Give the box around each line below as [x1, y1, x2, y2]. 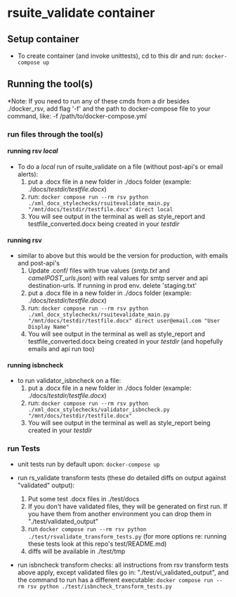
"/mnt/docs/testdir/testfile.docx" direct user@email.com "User [27, 318, 221, 325]
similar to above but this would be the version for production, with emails [17, 251, 228, 260]
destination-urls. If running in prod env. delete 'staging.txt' [27, 282, 197, 290]
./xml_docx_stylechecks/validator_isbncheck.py [27, 406, 170, 413]
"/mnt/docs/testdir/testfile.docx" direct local [27, 206, 173, 213]
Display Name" [27, 324, 70, 331]
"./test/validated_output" [27, 517, 99, 525]
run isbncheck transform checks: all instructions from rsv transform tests [17, 560, 230, 569]
